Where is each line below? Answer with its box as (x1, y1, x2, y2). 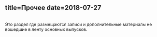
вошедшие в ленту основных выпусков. (5, 26, 87, 32)
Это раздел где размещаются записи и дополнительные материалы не (5, 21, 152, 27)
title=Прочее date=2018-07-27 (5, 4, 101, 12)
